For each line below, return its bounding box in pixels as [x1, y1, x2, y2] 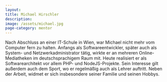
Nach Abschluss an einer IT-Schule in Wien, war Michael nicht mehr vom [5, 39, 155, 45]
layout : [5, 7, 21, 12]
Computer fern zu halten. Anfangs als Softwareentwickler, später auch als [5, 45, 157, 51]
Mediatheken [5, 55, 32, 61]
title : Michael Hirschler [5, 12, 59, 17]
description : [5, 16, 32, 21]
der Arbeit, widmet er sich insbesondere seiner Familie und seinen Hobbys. [5, 71, 160, 77]
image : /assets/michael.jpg [5, 21, 64, 26]
